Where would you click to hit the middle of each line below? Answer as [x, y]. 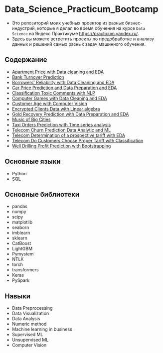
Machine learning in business [42, 329]
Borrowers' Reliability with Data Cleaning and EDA [63, 82]
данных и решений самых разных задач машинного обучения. [79, 44]
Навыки [18, 296]
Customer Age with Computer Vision [50, 104]
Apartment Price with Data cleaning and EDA [58, 72]
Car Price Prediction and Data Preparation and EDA [64, 88]
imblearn [21, 233]
